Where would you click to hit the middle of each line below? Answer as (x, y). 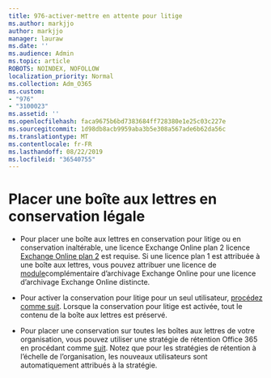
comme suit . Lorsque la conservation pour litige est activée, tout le (131, 307)
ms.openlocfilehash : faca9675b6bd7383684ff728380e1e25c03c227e (117, 122)
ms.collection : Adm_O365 (50, 84)
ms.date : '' (28, 46)
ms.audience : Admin (41, 54)
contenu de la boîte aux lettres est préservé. (93, 315)
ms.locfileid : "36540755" (52, 159)
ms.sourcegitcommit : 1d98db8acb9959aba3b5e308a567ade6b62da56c (117, 129)
